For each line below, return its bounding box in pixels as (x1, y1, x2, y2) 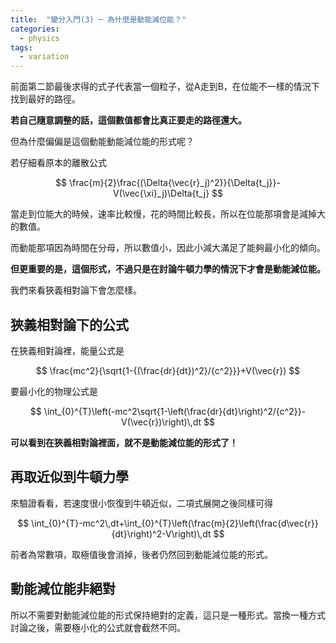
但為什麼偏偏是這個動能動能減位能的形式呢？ (10, 136, 195, 148)
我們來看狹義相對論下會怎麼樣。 (10, 284, 142, 296)
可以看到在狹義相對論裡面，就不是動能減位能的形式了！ (10, 436, 238, 448)
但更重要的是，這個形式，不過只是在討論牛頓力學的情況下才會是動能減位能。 (10, 263, 326, 275)
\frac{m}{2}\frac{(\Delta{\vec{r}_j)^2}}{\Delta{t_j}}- (69, 177, 281, 189)
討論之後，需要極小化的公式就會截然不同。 (10, 621, 186, 633)
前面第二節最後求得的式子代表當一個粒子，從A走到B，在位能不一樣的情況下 (10, 81, 320, 93)
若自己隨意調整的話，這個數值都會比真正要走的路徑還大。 (10, 114, 247, 126)
